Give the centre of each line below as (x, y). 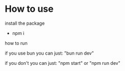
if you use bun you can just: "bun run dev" (49, 53)
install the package (25, 23)
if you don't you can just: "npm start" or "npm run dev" (63, 63)
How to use (29, 9)
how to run (16, 43)
